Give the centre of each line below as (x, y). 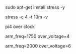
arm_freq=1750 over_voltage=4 (37, 36)
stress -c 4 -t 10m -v (27, 17)
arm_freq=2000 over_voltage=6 (38, 46)
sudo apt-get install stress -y (35, 7)
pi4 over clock (20, 26)
